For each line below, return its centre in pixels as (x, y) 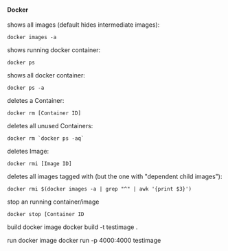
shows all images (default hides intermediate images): (83, 25)
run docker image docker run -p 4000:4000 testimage (84, 241)
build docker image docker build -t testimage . (72, 227)
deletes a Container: (36, 101)
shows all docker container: (46, 75)
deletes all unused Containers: (50, 126)
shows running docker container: (54, 50)
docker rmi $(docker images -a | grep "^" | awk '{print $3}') (100, 189)
